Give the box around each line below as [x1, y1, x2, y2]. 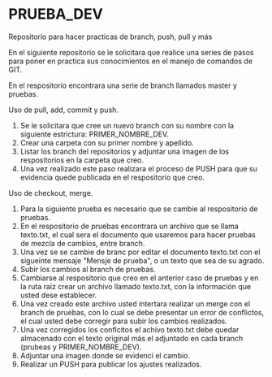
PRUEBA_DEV [8, 5, 103, 24]
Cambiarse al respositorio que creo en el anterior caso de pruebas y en [19, 273, 259, 283]
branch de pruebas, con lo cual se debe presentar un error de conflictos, [19, 307, 265, 317]
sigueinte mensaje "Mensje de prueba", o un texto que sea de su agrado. [19, 255, 265, 265]
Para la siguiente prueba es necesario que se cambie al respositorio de [19, 204, 258, 214]
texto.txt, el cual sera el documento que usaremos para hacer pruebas [19, 229, 256, 240]
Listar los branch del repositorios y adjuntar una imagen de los [19, 146, 230, 156]
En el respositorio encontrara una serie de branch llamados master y [8, 80, 238, 90]
